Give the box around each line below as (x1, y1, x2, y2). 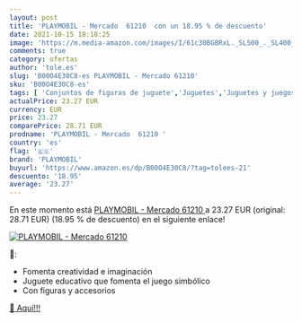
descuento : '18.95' (9, 171, 83, 180)
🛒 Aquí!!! (9, 302, 41, 314)
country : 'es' (9, 138, 63, 147)
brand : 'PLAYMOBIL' (9, 154, 83, 164)
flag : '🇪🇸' (9, 146, 54, 155)
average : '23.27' (9, 180, 75, 189)
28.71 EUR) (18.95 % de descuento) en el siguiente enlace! (9, 214, 226, 225)
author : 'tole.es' (9, 64, 78, 73)
